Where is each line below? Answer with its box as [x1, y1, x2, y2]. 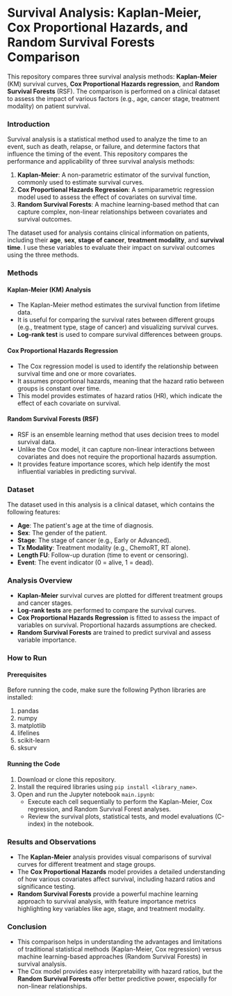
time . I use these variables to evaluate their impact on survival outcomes [7, 244, 215, 252]
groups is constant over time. [17, 384, 101, 393]
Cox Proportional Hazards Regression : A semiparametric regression [17, 186, 215, 194]
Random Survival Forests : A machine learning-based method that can [17, 200, 219, 209]
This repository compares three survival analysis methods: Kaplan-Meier [7, 72, 217, 81]
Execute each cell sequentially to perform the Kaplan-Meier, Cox [27, 797, 213, 805]
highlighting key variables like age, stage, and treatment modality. [17, 904, 206, 912]
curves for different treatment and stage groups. [17, 860, 156, 868]
